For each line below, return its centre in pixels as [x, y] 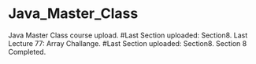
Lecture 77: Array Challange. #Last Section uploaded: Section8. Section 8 [128, 43]
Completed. [27, 52]
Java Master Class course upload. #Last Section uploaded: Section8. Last [128, 35]
